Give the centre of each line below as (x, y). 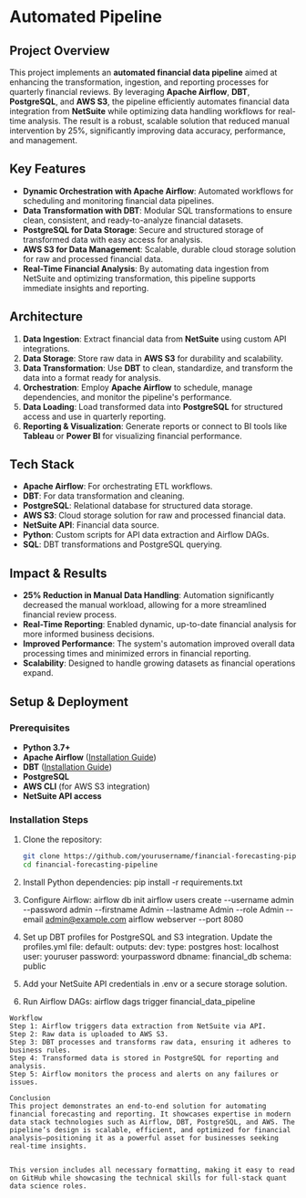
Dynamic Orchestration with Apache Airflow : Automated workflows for (158, 191)
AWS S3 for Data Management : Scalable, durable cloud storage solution (159, 249)
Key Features (48, 169)
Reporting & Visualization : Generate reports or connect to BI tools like (155, 426)
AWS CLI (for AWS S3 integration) (86, 786)
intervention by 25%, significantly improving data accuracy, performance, (148, 131)
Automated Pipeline (86, 17)
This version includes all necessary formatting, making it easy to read (153, 1170)
